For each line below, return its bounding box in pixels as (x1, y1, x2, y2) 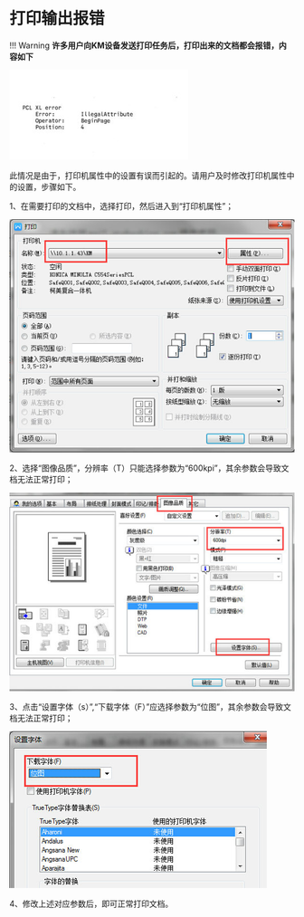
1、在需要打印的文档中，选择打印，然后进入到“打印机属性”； (9, 200, 234, 211)
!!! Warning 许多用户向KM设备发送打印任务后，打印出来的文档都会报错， (9, 40, 280, 51)
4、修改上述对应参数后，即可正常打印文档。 (9, 898, 174, 910)
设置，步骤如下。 (16, 181, 81, 192)
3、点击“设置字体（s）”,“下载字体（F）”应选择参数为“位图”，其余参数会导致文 (9, 702, 291, 712)
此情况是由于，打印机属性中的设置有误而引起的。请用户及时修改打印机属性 (9, 169, 287, 181)
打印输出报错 (9, 8, 106, 29)
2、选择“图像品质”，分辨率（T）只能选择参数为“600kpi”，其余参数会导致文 (9, 463, 290, 473)
